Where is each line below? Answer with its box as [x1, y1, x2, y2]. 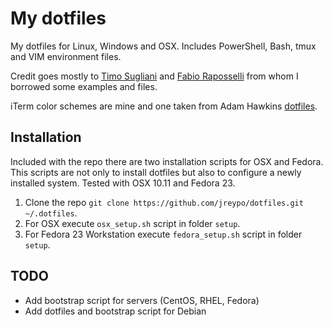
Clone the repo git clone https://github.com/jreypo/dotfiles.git [24, 196, 304, 208]
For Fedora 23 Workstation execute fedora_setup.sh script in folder [24, 228, 303, 240]
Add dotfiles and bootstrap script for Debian [24, 305, 207, 317]
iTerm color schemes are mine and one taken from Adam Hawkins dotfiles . [10, 100, 318, 112]
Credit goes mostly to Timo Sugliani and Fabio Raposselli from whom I [10, 70, 299, 82]
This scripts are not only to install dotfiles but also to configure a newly [10, 166, 302, 178]
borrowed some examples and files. [10, 80, 158, 92]
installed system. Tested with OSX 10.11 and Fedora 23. [10, 177, 236, 189]
